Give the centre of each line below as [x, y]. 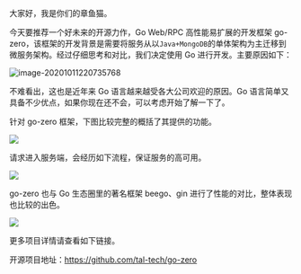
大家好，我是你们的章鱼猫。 [61, 13]
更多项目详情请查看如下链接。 [64, 240]
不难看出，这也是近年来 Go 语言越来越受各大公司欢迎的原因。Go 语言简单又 [149, 91]
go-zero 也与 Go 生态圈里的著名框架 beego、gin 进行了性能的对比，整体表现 [151, 193]
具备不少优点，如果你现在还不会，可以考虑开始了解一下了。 [120, 102]
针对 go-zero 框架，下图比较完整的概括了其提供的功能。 [113, 121]
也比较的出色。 [37, 204]
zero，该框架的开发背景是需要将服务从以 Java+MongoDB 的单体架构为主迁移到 [148, 44]
